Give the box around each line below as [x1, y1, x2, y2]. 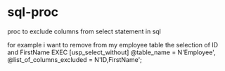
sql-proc [7, 4, 59, 20]
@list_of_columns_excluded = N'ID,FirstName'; [7, 55, 143, 63]
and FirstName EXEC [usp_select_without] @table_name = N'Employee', [7, 48, 216, 56]
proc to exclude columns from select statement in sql [7, 27, 162, 35]
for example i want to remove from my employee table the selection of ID [7, 40, 219, 49]
